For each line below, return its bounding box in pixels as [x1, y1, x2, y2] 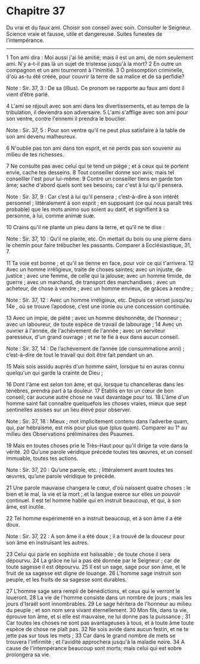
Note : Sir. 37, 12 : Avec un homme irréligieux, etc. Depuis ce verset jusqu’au [6, 296, 192, 303]
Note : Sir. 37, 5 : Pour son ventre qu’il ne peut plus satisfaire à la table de [6, 127, 186, 134]
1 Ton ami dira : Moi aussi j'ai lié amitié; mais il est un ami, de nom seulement [6, 54, 193, 61]
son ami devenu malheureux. [6, 133, 77, 140]
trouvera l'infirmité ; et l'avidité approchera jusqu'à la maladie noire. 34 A [6, 638, 185, 645]
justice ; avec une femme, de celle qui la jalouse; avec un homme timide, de [6, 272, 192, 279]
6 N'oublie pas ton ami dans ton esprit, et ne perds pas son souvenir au [6, 145, 182, 152]
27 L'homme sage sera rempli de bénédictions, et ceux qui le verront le [6, 587, 180, 595]
